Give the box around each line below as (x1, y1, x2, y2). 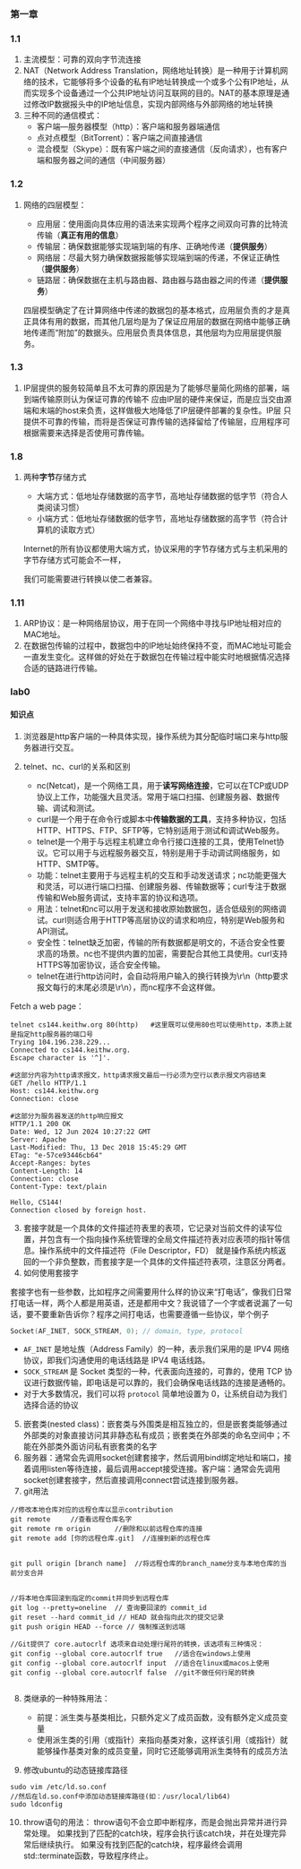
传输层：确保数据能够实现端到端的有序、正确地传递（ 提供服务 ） (36, 240, 272, 252)
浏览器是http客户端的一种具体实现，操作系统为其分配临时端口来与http (22, 730, 280, 741)
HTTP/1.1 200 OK (10, 1119, 71, 1128)
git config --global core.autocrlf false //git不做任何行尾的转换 (10, 1668, 255, 1677)
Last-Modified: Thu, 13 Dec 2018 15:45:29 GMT (10, 1142, 187, 1152)
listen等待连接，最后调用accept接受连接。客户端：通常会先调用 (47, 1463, 281, 1475)
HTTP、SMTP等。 (36, 858, 104, 869)
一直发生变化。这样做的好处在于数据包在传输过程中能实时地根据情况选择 (22, 651, 290, 662)
